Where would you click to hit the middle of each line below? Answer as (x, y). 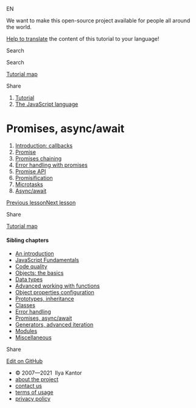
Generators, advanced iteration (54, 325)
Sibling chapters (28, 240)
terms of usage (34, 392)
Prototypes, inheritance (44, 299)
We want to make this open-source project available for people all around (98, 20)
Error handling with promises (51, 165)
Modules (26, 331)
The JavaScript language (47, 104)
